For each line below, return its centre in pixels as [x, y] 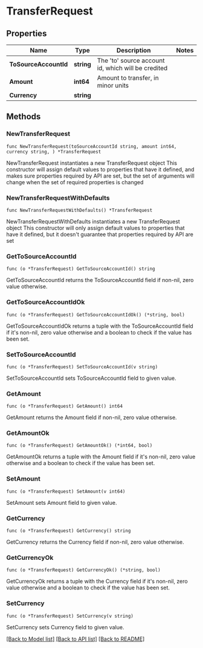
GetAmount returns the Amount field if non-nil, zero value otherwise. [92, 417]
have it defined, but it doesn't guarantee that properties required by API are [100, 234]
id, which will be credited [132, 68]
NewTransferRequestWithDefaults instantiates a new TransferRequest [93, 221]
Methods [24, 117]
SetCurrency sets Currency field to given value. [65, 627]
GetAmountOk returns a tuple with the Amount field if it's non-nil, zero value [101, 457]
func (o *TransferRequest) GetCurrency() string [69, 531]
